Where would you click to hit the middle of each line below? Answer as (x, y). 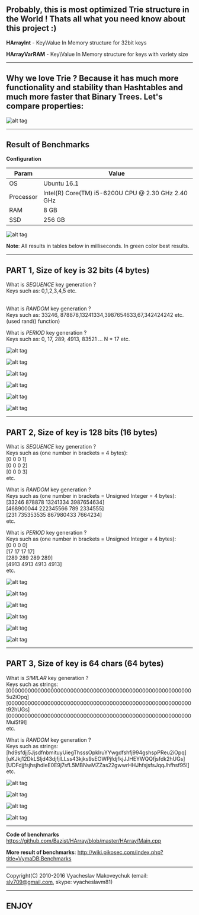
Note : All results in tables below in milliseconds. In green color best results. (98, 246)
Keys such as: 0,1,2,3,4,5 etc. (41, 291)
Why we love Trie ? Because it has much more (92, 79)
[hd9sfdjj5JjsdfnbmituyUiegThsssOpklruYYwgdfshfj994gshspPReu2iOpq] (96, 752)
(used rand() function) (33, 321)
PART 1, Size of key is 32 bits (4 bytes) (78, 270)
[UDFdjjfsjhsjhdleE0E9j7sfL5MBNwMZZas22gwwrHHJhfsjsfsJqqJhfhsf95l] (98, 765)
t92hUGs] (18, 709)
